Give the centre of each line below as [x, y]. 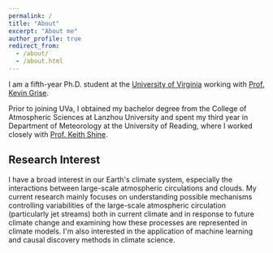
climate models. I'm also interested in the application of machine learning [131, 231]
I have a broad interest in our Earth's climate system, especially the [121, 179]
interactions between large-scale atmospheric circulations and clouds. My [133, 188]
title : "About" [34, 24]
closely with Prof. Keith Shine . [58, 134]
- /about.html [39, 62]
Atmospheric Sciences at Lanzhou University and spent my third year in [128, 117]
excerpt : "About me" [43, 31]
